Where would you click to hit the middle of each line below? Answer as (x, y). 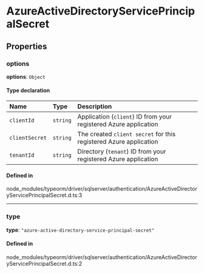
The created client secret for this (127, 134)
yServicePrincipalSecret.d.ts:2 (44, 263)
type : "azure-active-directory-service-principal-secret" (80, 230)
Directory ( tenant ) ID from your (122, 151)
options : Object (26, 76)
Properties (27, 46)
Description (95, 107)
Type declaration (28, 90)
